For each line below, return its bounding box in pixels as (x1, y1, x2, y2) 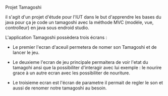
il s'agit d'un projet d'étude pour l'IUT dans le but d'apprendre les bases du (5, 14, 161, 20)
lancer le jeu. (12, 50, 40, 55)
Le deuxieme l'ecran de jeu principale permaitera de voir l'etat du (12, 59, 148, 65)
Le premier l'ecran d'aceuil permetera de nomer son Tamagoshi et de (12, 44, 157, 50)
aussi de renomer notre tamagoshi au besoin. (12, 85, 107, 91)
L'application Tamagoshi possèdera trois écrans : (5, 35, 107, 40)
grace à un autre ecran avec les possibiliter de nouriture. (12, 70, 130, 76)
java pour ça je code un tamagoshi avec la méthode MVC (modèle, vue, (5, 20, 154, 25)
